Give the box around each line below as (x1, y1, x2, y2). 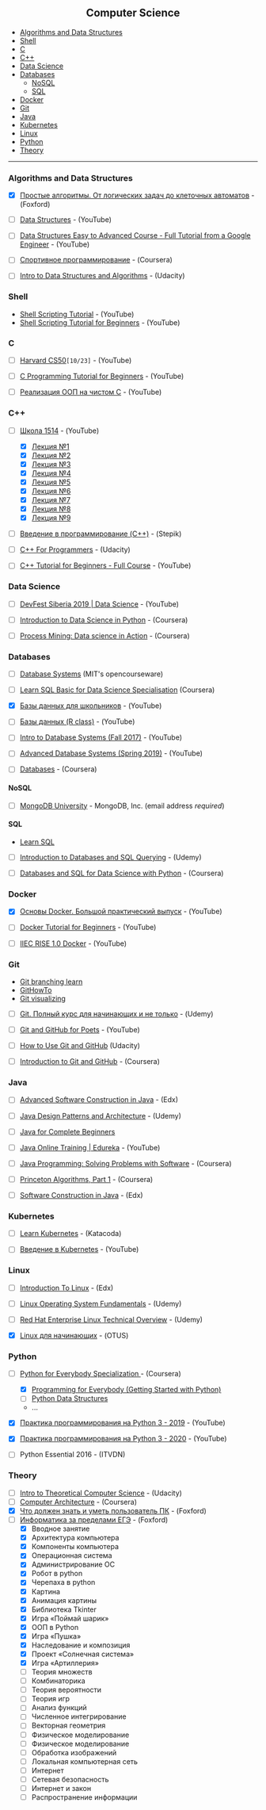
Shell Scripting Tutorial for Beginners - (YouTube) (19, 317, 180, 327)
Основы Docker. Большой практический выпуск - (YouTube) (19, 907, 223, 916)
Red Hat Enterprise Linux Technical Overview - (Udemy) (19, 1314, 203, 1324)
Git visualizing (19, 993, 66, 1003)
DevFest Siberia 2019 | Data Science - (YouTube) (19, 599, 180, 609)
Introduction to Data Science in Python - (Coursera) (19, 614, 188, 625)
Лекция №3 (31, 459, 71, 469)
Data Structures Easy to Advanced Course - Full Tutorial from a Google (19, 231, 251, 240)
